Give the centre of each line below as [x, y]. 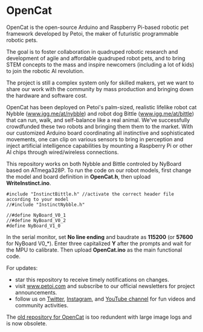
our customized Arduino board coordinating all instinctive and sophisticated [100, 133]
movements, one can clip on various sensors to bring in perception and [95, 139]
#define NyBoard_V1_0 [34, 226]
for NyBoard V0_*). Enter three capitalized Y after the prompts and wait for [99, 243]
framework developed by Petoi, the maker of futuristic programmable [92, 33]
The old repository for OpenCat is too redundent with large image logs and [99, 317]
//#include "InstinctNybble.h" [46, 205]
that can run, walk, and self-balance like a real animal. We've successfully [98, 120]
